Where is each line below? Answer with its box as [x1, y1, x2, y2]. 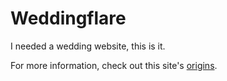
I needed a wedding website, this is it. [10, 40, 166, 52]
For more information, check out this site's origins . [10, 59, 218, 71]
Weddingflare [10, 7, 127, 30]
